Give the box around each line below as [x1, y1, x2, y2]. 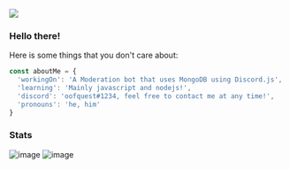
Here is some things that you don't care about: [9, 50, 179, 61]
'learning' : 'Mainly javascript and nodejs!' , [17, 84, 192, 93]
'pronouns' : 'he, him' [17, 100, 101, 109]
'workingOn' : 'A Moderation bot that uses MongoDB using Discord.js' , [17, 75, 283, 84]
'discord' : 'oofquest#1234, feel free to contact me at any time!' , [17, 91, 275, 101]
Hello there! [9, 29, 61, 42]
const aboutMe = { [9, 67, 77, 76]
